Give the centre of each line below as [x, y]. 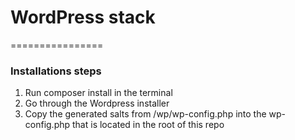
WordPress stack [83, 17]
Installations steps [56, 71]
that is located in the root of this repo [148, 125]
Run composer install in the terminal [98, 93]
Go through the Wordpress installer [97, 103]
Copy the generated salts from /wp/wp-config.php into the [145, 114]
